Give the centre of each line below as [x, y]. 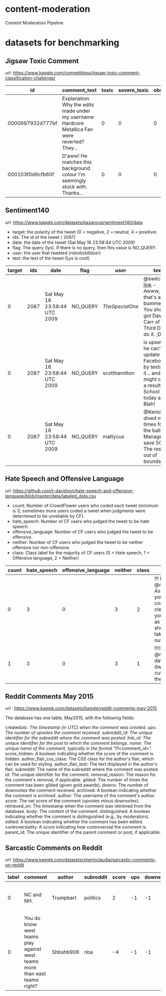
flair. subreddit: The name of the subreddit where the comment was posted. [82, 769]
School [151, 391]
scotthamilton [119, 373]
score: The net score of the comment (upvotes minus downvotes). [72, 801]
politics [92, 898]
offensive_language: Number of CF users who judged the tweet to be [83, 532]
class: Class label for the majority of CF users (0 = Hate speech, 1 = [81, 553]
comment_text [80, 90]
